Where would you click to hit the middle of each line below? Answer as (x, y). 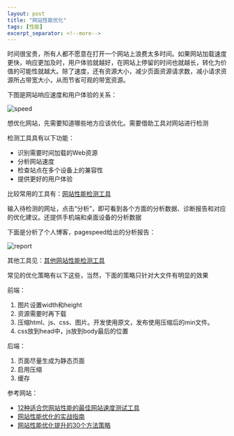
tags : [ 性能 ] (25, 27)
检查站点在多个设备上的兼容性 (60, 170)
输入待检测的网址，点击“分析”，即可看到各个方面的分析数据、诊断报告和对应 (117, 209)
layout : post (26, 14)
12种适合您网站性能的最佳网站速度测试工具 (79, 408)
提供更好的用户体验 (45, 179)
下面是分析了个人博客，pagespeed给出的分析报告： (81, 232)
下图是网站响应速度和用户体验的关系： (62, 95)
